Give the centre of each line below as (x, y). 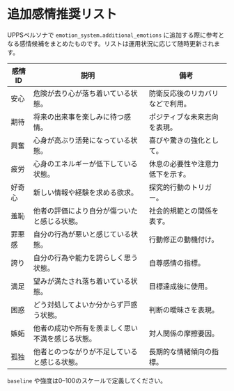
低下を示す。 (170, 174)
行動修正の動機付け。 (184, 239)
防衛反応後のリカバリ (184, 93)
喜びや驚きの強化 (177, 140)
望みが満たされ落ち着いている (82, 281)
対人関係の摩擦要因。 (184, 333)
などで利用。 (170, 104)
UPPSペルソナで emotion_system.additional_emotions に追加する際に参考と (116, 35)
